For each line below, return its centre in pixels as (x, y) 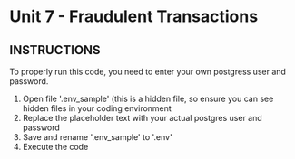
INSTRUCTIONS (55, 50)
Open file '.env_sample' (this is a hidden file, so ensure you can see (148, 98)
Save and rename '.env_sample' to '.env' (97, 137)
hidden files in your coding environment (97, 108)
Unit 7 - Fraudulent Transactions (134, 17)
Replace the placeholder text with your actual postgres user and (143, 118)
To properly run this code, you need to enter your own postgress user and (147, 71)
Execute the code (55, 147)
